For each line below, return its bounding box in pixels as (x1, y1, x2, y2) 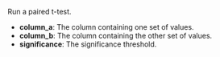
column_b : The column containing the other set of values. (19, 31, 213, 40)
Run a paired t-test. (7, 7, 72, 16)
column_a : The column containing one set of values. (19, 22, 194, 31)
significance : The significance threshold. (19, 39, 157, 49)
